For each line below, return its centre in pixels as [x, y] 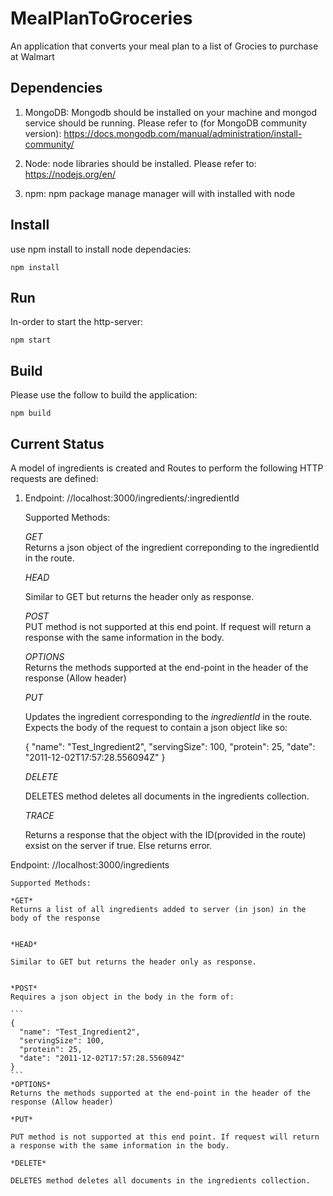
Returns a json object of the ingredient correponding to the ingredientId [172, 547]
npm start [31, 340]
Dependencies [56, 88]
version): [43, 133]
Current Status [57, 443]
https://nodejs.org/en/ [70, 174]
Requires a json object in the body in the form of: [122, 997]
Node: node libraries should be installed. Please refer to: [140, 163]
